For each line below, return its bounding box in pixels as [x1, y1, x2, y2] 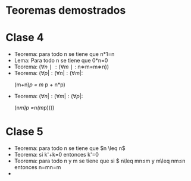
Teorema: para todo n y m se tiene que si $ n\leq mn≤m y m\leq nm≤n [14, 157, 186, 164]
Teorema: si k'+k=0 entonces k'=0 [14, 151, 99, 158]
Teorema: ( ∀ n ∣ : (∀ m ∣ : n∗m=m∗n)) [14, 63, 109, 70]
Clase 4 [5, 31, 44, 45]
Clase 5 [5, 125, 43, 139]
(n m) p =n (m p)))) [14, 104, 55, 111]
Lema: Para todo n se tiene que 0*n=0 [14, 57, 108, 64]
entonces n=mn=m [14, 164, 61, 171]
